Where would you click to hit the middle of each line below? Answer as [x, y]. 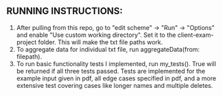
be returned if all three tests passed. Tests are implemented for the [111, 71]
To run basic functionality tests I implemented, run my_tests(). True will [116, 63]
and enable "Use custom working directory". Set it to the [96, 35]
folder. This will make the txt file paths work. [101, 42]
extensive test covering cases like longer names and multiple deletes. [115, 85]
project [26, 42]
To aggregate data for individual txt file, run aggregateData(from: [108, 49]
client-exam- [196, 35]
